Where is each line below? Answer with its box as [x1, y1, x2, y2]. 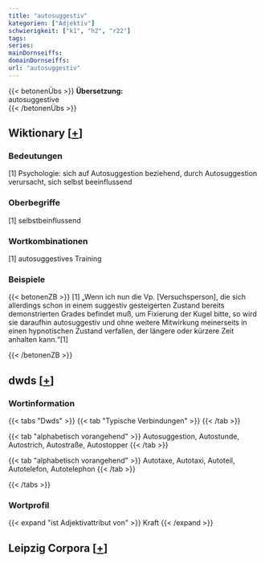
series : [8, 42, 35, 50]
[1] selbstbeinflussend [8, 215, 82, 225]
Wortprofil [8, 500, 50, 511]
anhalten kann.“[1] [8, 335, 68, 345]
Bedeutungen [8, 150, 63, 161]
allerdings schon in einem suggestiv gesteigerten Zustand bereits [8, 300, 225, 310]
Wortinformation [8, 398, 75, 409]
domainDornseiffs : [8, 57, 70, 65]
